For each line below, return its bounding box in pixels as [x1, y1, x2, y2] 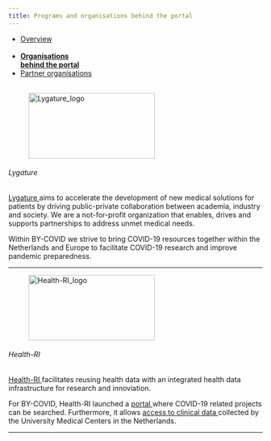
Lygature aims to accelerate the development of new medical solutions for [8, 193, 255, 202]
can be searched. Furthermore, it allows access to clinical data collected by [8, 408, 260, 418]
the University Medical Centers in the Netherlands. [8, 416, 177, 426]
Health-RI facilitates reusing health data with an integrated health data [8, 375, 241, 385]
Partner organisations [19, 68, 93, 77]
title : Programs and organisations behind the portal [8, 11, 194, 20]
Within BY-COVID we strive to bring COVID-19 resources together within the [8, 234, 261, 243]
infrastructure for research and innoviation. [8, 384, 152, 393]
